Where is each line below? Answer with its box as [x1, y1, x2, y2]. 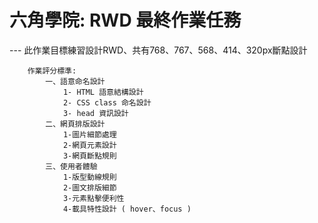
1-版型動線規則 [62, 172, 117, 182]
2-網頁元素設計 [62, 140, 117, 150]
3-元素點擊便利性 [62, 193, 125, 203]
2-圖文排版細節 [62, 182, 117, 193]
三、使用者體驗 [45, 161, 98, 171]
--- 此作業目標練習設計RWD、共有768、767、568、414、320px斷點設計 [9, 44, 308, 56]
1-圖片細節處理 [62, 129, 117, 140]
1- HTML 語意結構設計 [62, 87, 144, 97]
